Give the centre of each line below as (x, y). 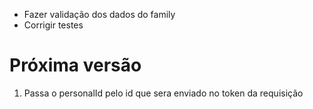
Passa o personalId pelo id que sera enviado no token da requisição (163, 93)
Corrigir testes (53, 25)
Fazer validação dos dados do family (99, 14)
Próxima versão (75, 65)
